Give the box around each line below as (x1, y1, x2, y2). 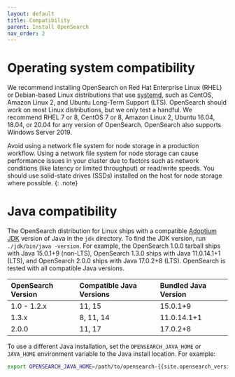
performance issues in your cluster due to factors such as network (7, 157, 199, 165)
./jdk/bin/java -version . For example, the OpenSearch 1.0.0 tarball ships (7, 242, 221, 250)
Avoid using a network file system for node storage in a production (7, 142, 199, 150)
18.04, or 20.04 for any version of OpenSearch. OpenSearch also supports (7, 121, 222, 129)
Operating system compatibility (7, 60, 196, 76)
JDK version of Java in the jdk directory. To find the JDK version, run (7, 234, 206, 243)
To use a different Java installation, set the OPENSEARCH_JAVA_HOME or (7, 342, 201, 351)
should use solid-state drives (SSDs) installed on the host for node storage (7, 171, 222, 180)
